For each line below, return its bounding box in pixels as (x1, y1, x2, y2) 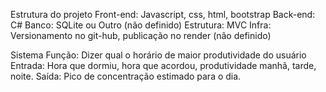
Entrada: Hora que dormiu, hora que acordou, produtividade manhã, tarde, (10, 60, 317, 71)
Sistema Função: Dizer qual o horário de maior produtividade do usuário (10, 49, 307, 61)
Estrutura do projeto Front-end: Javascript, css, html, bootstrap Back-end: (10, 9, 316, 20)
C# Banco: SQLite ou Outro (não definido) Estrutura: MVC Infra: (10, 19, 272, 31)
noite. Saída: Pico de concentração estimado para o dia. (10, 70, 242, 82)
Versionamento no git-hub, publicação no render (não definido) (10, 30, 272, 41)
